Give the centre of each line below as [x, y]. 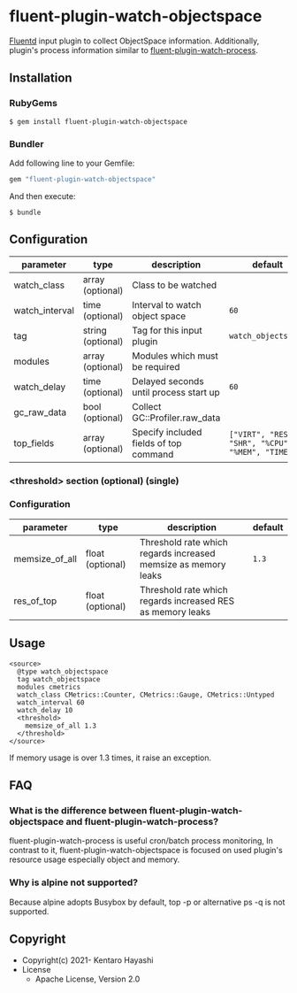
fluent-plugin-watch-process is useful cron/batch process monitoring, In [141, 841]
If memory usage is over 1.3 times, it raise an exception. [110, 758]
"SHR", [242, 443]
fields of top [157, 443]
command [153, 454]
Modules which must [175, 356]
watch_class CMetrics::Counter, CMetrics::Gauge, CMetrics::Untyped [146, 695]
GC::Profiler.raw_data [176, 418]
